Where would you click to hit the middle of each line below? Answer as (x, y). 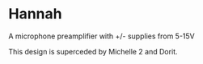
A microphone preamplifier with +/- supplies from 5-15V (102, 36)
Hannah (35, 14)
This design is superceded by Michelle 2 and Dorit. (93, 51)
